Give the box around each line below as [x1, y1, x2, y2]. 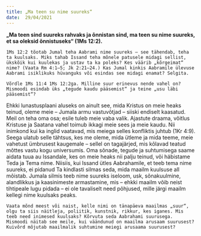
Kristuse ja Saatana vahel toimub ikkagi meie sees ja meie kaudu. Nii [6, 121, 175, 128]
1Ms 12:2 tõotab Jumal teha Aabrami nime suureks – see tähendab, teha [6, 49, 189, 55]
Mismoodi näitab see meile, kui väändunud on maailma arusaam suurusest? [6, 219, 195, 225]
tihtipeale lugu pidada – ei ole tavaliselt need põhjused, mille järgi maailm [6, 185, 186, 192]
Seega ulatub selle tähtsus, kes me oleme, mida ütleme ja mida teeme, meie [6, 134, 194, 141]
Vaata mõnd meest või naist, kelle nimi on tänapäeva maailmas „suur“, [6, 203, 189, 209]
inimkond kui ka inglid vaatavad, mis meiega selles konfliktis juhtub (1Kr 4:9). [6, 127, 196, 134]
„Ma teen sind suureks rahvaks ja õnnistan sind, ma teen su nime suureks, [6, 31, 195, 38]
